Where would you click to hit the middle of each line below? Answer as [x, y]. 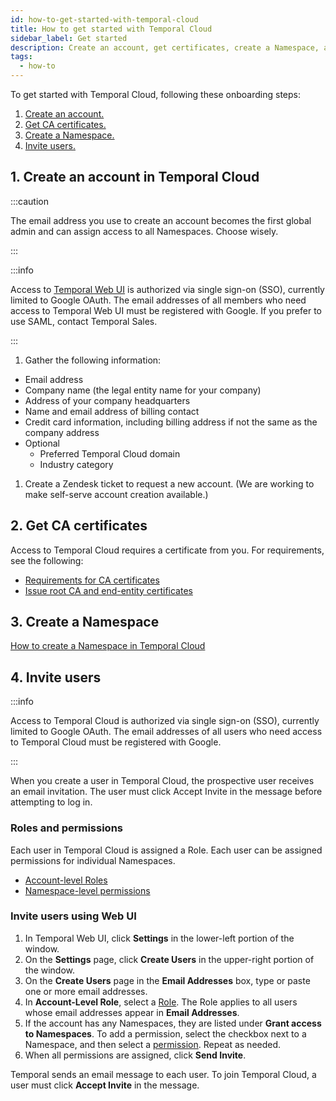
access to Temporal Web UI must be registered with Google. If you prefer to [166, 310]
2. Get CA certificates [79, 526]
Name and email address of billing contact [112, 411]
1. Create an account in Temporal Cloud [135, 177]
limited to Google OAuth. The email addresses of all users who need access [166, 732]
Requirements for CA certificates [92, 580]
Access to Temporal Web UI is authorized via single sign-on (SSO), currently [167, 289]
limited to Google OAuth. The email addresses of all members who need [158, 300]
